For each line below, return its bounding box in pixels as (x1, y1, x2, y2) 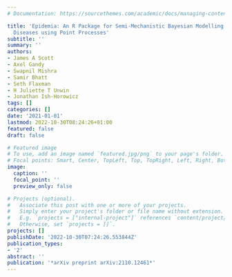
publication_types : (7, 240, 64, 247)
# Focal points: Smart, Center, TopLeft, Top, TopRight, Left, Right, (7, 157, 215, 164)
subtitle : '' (7, 35, 45, 42)
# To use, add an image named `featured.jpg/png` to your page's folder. (7, 151, 224, 157)
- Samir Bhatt (7, 74, 48, 81)
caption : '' (13, 170, 48, 177)
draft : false (7, 132, 45, 139)
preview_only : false (13, 182, 72, 190)
